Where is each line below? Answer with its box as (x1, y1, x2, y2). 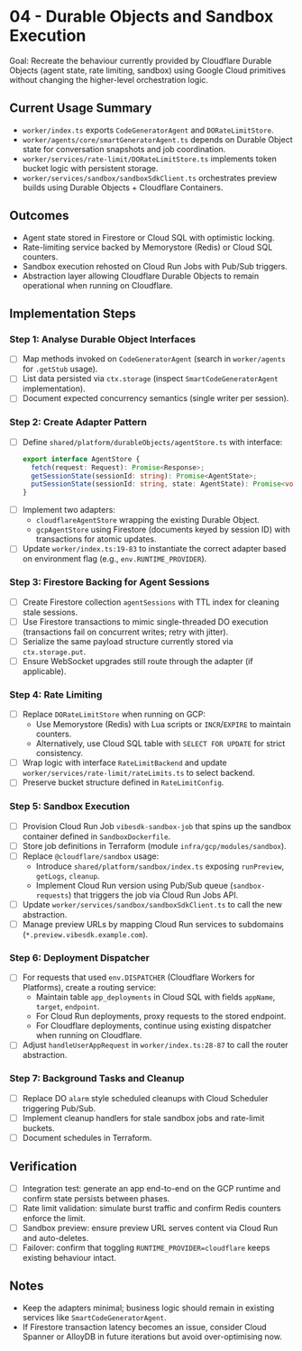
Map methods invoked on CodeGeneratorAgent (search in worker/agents (22, 353, 286, 364)
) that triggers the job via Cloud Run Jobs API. (68, 890, 239, 900)
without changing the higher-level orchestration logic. (9, 74, 209, 85)
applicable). (22, 665, 67, 677)
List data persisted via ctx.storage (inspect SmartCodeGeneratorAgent (22, 373, 279, 384)
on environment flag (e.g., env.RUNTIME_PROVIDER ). (22, 553, 207, 564)
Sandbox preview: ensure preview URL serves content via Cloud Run (22, 1222, 278, 1233)
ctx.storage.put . (22, 646, 87, 657)
